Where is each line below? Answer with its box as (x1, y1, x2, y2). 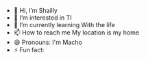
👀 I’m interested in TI (13, 14, 72, 22)
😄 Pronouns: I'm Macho (13, 38, 82, 46)
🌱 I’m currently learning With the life (13, 21, 115, 28)
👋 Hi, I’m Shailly (13, 7, 58, 14)
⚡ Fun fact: (13, 46, 45, 54)
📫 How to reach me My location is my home (13, 28, 139, 37)
